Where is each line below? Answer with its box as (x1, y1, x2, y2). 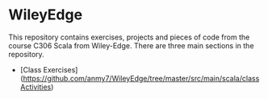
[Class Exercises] (19, 64, 78, 74)
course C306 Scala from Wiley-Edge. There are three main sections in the (8, 40, 254, 50)
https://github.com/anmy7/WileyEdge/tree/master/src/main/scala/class (23, 73, 260, 83)
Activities (19, 82, 52, 92)
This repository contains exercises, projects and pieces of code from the (8, 32, 250, 42)
